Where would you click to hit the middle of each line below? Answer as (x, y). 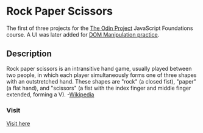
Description (29, 54)
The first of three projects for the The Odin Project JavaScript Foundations (100, 28)
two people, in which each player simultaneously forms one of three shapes (101, 75)
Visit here (18, 124)
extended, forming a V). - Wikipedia (50, 94)
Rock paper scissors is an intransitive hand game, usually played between (99, 68)
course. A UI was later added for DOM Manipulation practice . (83, 34)
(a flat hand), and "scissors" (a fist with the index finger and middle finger (99, 88)
